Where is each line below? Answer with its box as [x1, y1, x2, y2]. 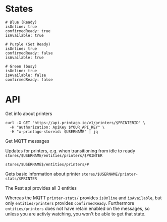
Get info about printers [5, 110, 52, 117]
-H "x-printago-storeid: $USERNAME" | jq [10, 129, 98, 134]
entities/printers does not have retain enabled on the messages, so [5, 205, 150, 211]
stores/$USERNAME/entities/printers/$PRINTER [5, 153, 102, 158]
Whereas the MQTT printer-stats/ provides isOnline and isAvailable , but [5, 195, 162, 201]
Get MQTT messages [5, 138, 49, 144]
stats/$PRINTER [5, 176, 37, 181]
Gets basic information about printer [5, 171, 81, 177]
